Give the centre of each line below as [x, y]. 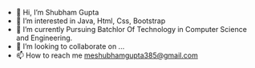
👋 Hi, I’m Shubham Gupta [57, 12]
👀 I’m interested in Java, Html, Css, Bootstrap [91, 21]
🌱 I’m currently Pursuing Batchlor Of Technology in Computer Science [131, 29]
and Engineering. [44, 38]
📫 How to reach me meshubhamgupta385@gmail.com [107, 55]
